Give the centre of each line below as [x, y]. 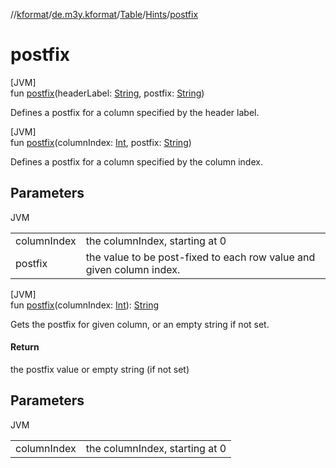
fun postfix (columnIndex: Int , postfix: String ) [101, 142]
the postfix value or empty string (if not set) [100, 369]
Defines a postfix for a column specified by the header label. [135, 112]
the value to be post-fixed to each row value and [200, 257]
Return [25, 347]
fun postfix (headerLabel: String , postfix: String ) [107, 93]
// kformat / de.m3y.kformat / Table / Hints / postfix [104, 14]
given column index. [133, 269]
